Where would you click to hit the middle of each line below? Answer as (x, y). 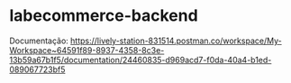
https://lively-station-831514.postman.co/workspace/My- (176, 41)
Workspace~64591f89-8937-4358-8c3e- (87, 50)
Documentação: (39, 41)
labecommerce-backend (104, 16)
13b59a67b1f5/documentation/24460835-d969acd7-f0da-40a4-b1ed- (141, 60)
